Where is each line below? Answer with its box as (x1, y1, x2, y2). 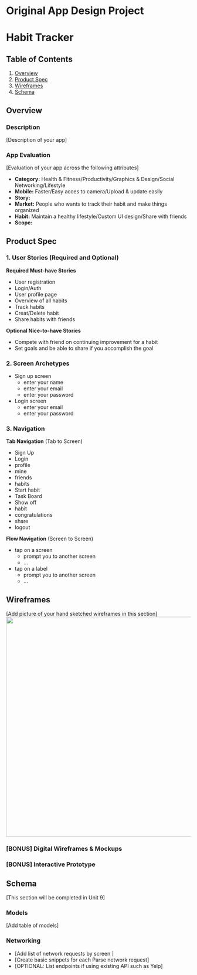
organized (14, 207, 39, 214)
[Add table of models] (6, 922, 59, 929)
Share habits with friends (14, 315, 75, 323)
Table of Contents (6, 54, 73, 64)
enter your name (23, 379, 63, 386)
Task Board (14, 493, 42, 500)
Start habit (14, 486, 40, 493)
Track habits (14, 303, 45, 310)
